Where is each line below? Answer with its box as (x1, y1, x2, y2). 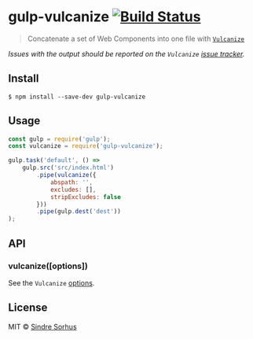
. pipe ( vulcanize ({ (36, 171, 97, 179)
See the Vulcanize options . (8, 278, 95, 287)
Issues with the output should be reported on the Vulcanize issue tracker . (8, 49, 245, 58)
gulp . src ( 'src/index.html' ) (22, 164, 114, 172)
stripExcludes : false (49, 193, 122, 201)
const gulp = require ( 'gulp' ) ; (8, 134, 111, 143)
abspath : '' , (49, 178, 93, 186)
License (8, 301, 48, 315)
